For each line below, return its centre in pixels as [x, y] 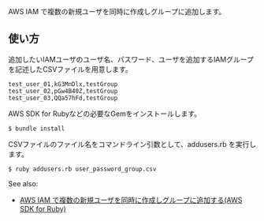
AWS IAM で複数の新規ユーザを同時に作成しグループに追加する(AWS [131, 200]
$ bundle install [37, 129]
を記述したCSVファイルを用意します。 [70, 69]
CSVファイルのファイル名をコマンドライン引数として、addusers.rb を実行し [132, 144]
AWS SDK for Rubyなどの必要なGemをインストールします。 [105, 114]
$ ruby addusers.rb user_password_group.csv [82, 169]
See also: [23, 183]
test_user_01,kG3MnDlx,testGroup [63, 84]
